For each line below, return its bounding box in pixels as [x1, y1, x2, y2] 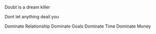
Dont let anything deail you [4, 14, 60, 19]
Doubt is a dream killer [4, 4, 50, 10]
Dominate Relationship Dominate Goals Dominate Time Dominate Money [4, 23, 151, 29]
